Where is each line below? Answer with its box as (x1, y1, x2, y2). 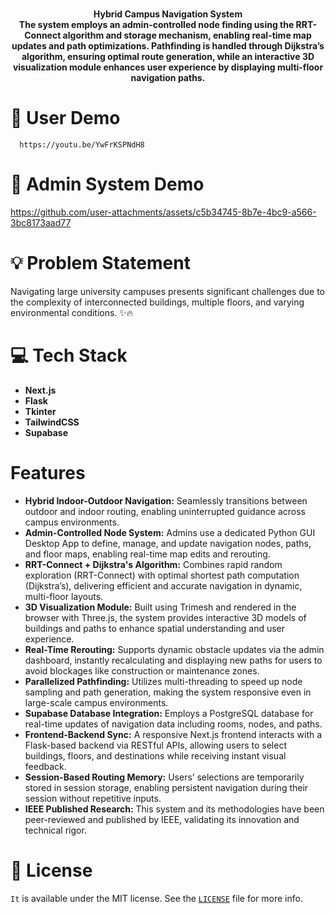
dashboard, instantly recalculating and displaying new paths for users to (24, 654, 323, 666)
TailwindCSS (24, 416, 80, 428)
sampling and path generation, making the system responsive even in (24, 686, 312, 698)
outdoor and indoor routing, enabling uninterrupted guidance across (24, 505, 306, 517)
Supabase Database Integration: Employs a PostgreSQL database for (24, 707, 314, 719)
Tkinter (24, 405, 57, 417)
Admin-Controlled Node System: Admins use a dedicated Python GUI (24, 526, 316, 538)
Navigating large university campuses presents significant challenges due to (10, 285, 326, 297)
